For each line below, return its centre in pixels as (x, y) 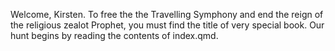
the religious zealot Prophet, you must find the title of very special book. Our (167, 25)
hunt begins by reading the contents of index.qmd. (114, 35)
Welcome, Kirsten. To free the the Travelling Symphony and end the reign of (167, 14)
